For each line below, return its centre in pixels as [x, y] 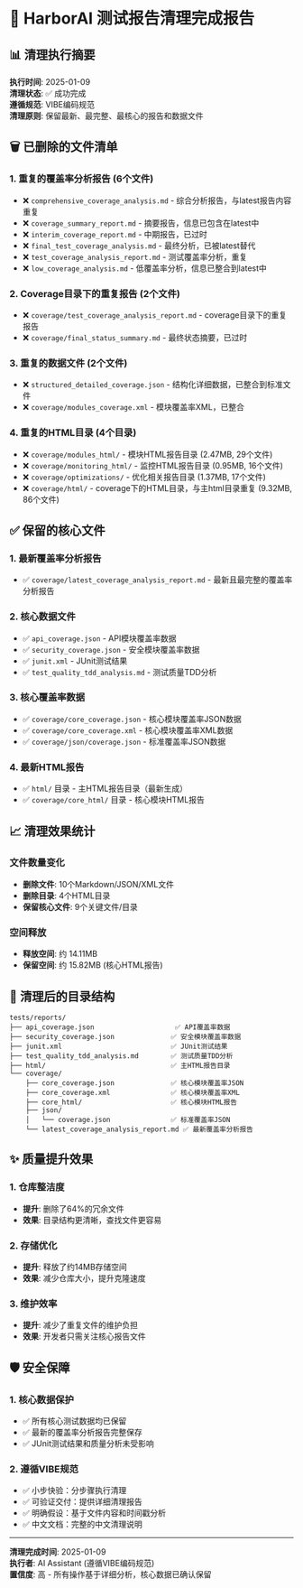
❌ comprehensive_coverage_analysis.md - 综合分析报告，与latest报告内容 [156, 200]
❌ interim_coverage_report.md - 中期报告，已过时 [115, 234]
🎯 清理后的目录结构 [62, 996]
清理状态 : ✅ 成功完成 [48, 93]
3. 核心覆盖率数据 [47, 698]
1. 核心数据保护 [42, 1399]
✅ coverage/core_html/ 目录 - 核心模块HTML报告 [113, 800]
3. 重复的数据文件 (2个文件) [69, 363]
